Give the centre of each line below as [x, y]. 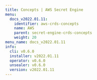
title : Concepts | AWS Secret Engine [44, 10]
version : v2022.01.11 [32, 70]
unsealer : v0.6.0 [28, 65]
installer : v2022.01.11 [34, 56]
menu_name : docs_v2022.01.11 [35, 42]
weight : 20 [25, 38]
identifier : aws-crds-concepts [47, 24]
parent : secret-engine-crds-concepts [53, 33]
